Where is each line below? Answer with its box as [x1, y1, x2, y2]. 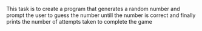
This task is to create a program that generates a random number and [6, 5, 180, 12]
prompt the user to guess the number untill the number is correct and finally [6, 12, 196, 19]
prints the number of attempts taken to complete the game [6, 18, 153, 25]
